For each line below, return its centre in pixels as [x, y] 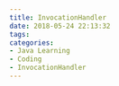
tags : [19, 34]
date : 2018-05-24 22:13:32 [60, 26]
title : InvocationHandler [58, 17]
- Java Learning [40, 51]
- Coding [26, 59]
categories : [32, 43]
